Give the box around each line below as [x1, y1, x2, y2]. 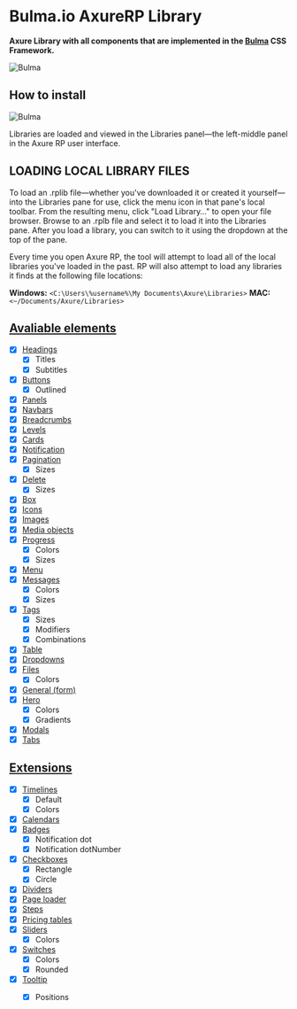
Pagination [21, 454, 62, 465]
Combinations [34, 634, 87, 645]
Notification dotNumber [34, 844, 122, 855]
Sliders [21, 924, 48, 935]
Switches [21, 943, 56, 954]
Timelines [21, 784, 58, 795]
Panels [21, 394, 47, 405]
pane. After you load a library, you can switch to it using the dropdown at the [9, 224, 288, 236]
